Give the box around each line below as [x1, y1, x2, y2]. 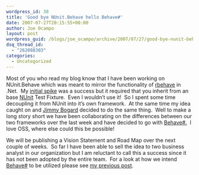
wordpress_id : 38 [6, 8, 49, 15]
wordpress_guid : [6, 36, 46, 42]
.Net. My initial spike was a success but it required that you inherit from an [6, 87, 189, 94]
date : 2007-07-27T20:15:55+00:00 [6, 20, 89, 26]
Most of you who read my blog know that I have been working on [6, 75, 165, 82]
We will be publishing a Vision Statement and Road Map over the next [6, 136, 176, 144]
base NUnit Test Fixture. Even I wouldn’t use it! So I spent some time [6, 93, 176, 101]
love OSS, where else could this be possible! [6, 125, 115, 132]
